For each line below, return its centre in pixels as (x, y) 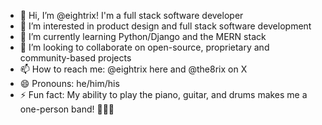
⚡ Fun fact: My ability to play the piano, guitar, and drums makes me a (163, 94)
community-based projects (75, 58)
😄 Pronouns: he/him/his (69, 83)
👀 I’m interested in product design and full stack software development (165, 26)
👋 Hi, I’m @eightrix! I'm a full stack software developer (131, 15)
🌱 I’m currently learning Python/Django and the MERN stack (143, 36)
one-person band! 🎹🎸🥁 (67, 109)
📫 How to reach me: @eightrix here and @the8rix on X (133, 69)
